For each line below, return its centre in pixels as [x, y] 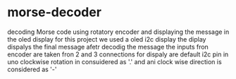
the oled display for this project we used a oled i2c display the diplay [107, 39]
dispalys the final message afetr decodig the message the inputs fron [108, 47]
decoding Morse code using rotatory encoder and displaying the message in [118, 32]
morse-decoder [55, 12]
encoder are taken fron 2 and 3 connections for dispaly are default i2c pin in [118, 54]
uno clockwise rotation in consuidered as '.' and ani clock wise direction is [114, 61]
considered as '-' [32, 69]
